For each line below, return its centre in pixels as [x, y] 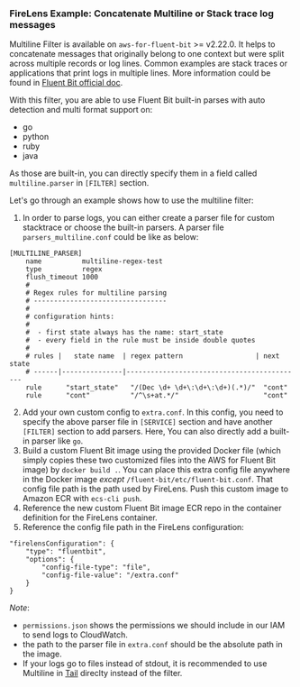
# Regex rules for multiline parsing [96, 293]
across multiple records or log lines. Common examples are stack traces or [149, 64]
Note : [19, 608]
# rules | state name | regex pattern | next [153, 356]
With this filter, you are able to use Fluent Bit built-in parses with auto [137, 100]
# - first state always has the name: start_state [124, 333]
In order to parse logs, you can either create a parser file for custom [148, 218]
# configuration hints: [70, 317]
